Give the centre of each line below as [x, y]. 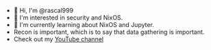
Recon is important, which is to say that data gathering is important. [109, 32]
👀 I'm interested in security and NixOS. [68, 18]
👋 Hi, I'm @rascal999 [44, 10]
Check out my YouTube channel [59, 39]
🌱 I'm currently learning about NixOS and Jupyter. [84, 25]
